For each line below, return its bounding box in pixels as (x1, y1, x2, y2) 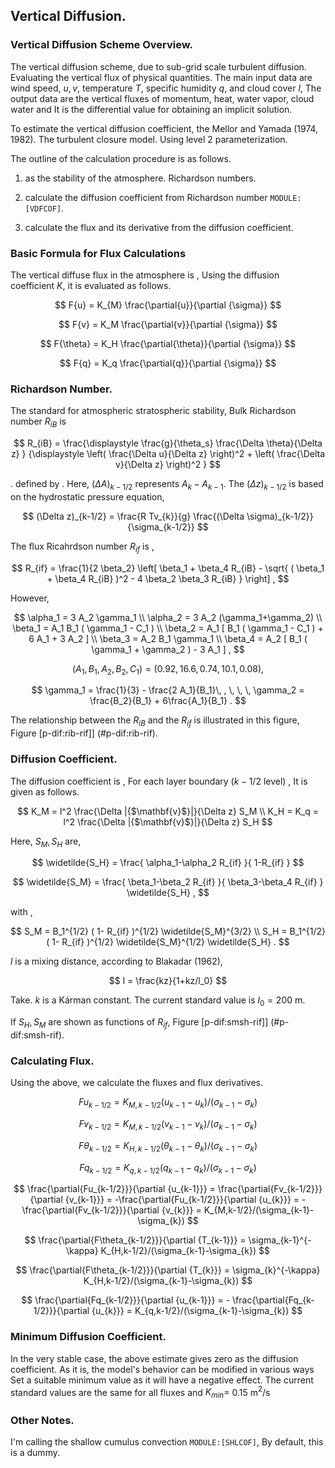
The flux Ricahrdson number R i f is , (10, 540, 155, 554)
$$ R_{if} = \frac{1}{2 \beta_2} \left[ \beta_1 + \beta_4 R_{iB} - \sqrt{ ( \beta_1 (11, 562, 325, 574)
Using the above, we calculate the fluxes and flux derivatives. (10, 1077, 264, 1089)
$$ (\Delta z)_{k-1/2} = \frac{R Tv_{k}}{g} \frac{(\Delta (22, 510, 245, 522)
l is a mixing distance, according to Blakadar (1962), (10, 955, 223, 968)
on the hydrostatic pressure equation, (10, 490, 165, 503)
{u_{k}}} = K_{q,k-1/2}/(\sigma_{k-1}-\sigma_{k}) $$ (91, 1305, 303, 1317)
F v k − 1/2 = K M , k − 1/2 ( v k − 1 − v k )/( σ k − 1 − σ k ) (78, 1118, 258, 1132)
